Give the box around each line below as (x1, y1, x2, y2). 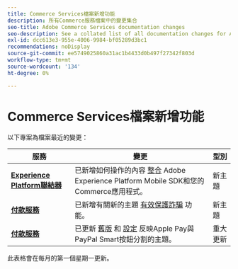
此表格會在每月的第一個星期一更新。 (7, 254, 113, 263)
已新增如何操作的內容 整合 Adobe (74, 166, 186, 176)
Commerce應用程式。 (74, 187, 147, 197)
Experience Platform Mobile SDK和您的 (74, 176, 205, 186)
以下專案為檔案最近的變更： (7, 133, 89, 142)
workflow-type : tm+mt (7, 57, 72, 64)
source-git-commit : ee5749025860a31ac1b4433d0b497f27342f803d (7, 50, 195, 57)
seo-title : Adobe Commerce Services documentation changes (7, 23, 186, 30)
